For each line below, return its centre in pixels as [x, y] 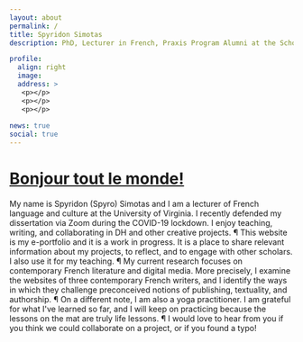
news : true [30, 126]
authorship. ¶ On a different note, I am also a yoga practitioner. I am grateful [150, 299]
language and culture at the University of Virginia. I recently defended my [146, 213]
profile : [26, 59]
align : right [42, 67]
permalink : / [34, 26]
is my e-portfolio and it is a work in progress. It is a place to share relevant [147, 242]
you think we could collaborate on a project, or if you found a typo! [133, 328]
